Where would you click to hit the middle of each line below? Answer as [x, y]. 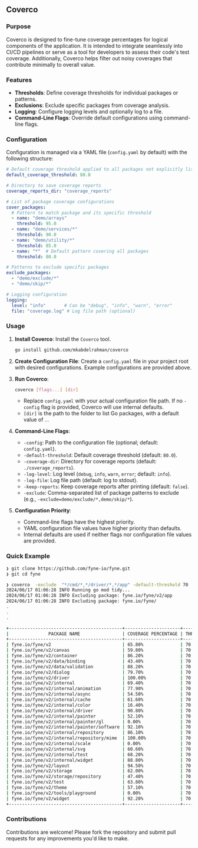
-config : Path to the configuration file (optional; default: [91, 443]
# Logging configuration [37, 294]
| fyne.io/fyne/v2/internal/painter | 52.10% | [95, 716]
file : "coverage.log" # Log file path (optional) [73, 311]
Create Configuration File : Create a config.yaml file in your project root [101, 361]
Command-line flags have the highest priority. [79, 522]
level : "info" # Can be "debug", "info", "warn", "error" [92, 306]
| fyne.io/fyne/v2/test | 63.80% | [95, 782]
